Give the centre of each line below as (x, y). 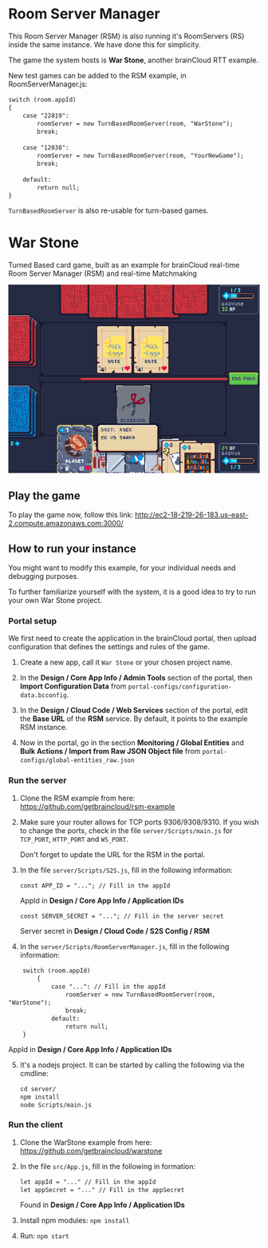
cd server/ (38, 1089)
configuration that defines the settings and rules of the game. (109, 647)
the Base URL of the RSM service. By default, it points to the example (134, 719)
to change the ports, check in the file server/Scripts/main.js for (126, 830)
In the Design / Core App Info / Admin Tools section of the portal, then (136, 678)
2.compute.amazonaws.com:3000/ (66, 524)
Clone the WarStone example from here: (86, 1142)
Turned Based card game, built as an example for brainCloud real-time (124, 265)
